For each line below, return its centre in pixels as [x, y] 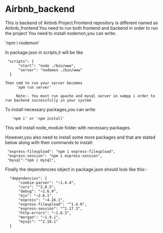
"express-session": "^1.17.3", [50, 208]
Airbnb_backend [40, 9]
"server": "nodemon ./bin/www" [50, 70]
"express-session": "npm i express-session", [55, 156]
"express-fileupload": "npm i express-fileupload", [61, 152]
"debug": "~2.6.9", [38, 191]
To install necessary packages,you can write [50, 109]
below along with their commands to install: [49, 142]
